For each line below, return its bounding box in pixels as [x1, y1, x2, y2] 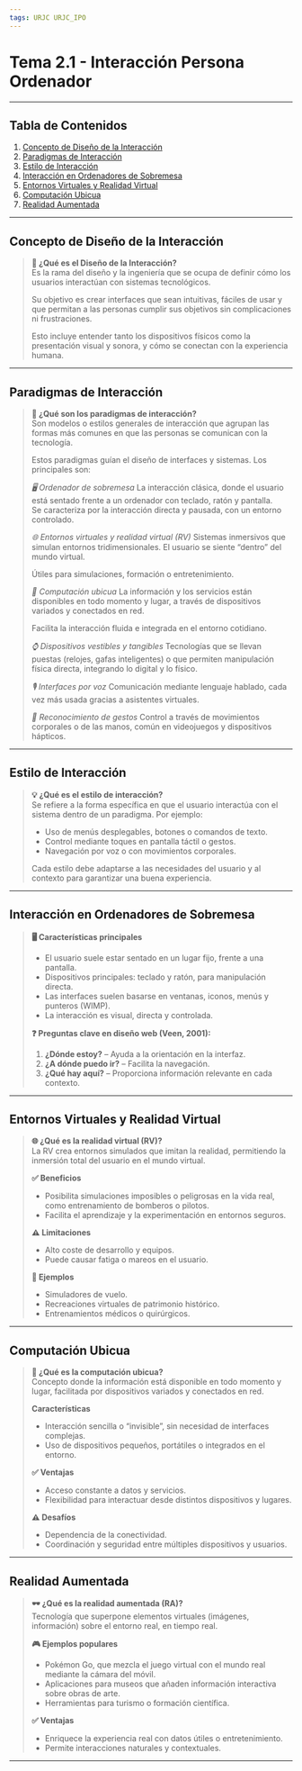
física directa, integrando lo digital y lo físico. [31, 664, 198, 673]
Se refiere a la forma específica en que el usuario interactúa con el [31, 799, 279, 810]
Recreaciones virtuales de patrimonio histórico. [44, 1298, 220, 1310]
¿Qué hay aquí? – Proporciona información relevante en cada [44, 1068, 272, 1079]
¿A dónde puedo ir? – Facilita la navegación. [44, 1058, 210, 1069]
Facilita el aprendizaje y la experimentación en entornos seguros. [44, 1210, 287, 1221]
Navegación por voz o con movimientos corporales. [44, 845, 236, 856]
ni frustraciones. [31, 313, 93, 324]
